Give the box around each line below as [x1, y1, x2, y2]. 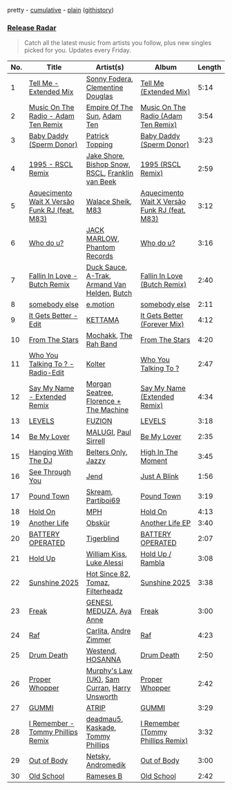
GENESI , [86, 598, 114, 608]
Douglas [86, 91, 113, 101]
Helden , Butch [86, 288, 133, 298]
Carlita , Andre [86, 626, 131, 636]
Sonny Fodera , [86, 74, 133, 84]
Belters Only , [86, 447, 128, 457]
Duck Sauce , [86, 263, 128, 272]
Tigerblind [86, 534, 119, 543]
